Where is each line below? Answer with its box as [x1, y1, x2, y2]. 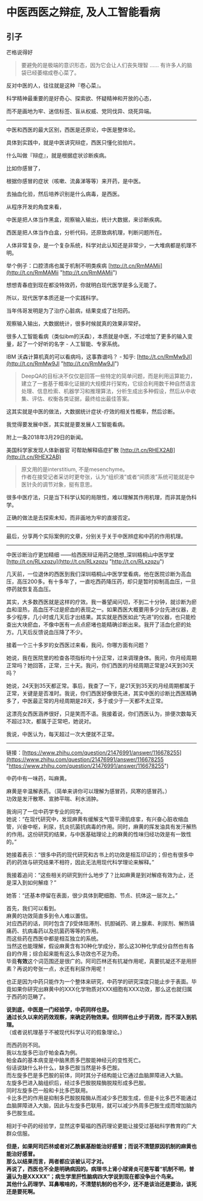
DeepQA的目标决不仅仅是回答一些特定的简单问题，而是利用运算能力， [21, 372, 196, 380]
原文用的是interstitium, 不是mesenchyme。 [21, 466, 128, 473]
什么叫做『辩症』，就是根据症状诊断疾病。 [6, 152, 110, 159]
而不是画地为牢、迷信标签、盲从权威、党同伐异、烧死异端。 [6, 108, 155, 115]
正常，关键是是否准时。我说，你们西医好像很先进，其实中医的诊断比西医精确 [6, 690, 197, 697]
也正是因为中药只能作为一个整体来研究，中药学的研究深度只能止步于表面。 [6, 978, 192, 985]
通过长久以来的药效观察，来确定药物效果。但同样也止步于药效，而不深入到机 [6, 1014, 197, 1020]
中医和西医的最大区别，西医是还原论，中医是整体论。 [6, 126, 139, 133]
